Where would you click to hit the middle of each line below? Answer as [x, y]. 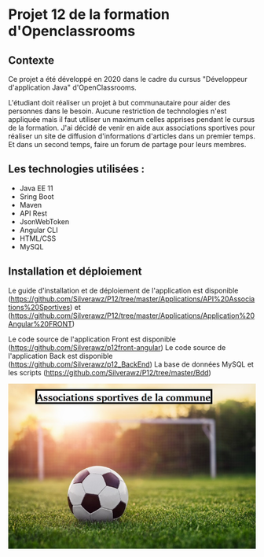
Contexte [31, 60]
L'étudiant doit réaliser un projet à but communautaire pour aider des [119, 103]
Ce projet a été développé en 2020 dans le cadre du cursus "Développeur [128, 79]
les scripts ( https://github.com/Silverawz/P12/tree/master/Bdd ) [110, 372]
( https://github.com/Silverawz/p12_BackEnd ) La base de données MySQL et [131, 364]
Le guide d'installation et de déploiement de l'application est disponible [123, 290]
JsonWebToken [44, 221]
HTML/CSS [38, 238]
